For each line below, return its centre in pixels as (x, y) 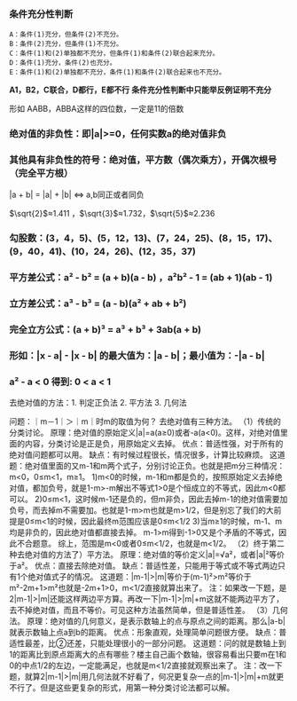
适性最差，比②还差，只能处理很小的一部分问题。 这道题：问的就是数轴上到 (148, 643)
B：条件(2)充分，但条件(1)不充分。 (66, 44)
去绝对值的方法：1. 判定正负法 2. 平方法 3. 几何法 (98, 403)
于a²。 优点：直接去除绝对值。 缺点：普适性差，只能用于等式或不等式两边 (143, 566)
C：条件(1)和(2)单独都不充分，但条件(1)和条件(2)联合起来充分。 (114, 54)
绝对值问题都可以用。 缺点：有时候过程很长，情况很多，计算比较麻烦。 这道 (147, 455)
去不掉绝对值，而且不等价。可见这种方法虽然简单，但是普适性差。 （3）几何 (148, 610)
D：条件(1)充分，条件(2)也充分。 (63, 63)
